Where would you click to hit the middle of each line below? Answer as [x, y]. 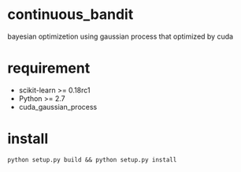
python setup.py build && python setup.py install [92, 159]
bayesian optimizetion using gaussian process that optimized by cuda [120, 36]
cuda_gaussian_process [58, 107]
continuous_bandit [70, 15]
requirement [49, 68]
